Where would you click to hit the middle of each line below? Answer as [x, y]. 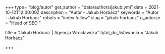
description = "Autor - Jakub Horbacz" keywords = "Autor [100, 12]
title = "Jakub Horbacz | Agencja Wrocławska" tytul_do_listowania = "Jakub [82, 32]
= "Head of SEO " [23, 23]
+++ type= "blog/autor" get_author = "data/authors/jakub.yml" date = [76, 7]
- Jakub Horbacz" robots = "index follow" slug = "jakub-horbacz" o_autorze [83, 18]
